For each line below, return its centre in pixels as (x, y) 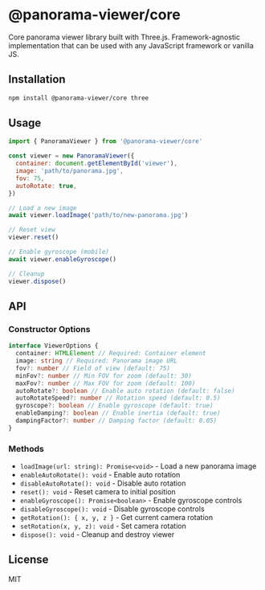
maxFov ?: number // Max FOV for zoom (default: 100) (106, 383)
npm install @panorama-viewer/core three (79, 98)
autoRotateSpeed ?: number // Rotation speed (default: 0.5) (118, 398)
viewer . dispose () (37, 281)
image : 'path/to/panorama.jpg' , (70, 171)
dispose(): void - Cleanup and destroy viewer (97, 535)
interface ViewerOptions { (53, 346)
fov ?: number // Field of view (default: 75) (93, 368)
